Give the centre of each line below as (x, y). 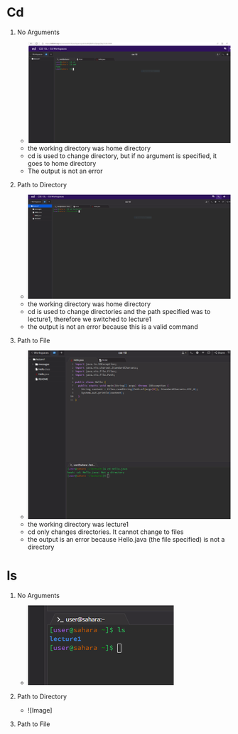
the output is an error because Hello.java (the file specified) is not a (126, 540)
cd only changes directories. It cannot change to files (106, 532)
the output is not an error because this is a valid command (113, 326)
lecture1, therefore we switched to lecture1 (90, 319)
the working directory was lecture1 (78, 525)
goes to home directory (62, 163)
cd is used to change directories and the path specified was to (119, 311)
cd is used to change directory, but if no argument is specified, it (122, 156)
